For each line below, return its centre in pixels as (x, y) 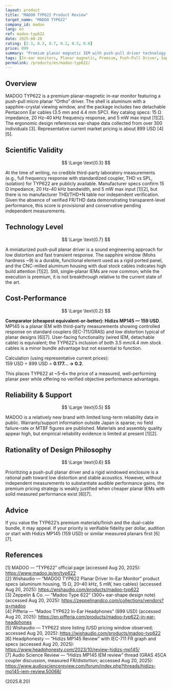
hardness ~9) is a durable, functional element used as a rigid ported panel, (84, 260)
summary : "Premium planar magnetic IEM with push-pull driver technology (86, 53)
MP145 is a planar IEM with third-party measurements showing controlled (83, 326)
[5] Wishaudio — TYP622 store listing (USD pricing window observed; (79, 627)
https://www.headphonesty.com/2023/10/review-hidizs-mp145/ (72, 649)
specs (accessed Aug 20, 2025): (40, 644)
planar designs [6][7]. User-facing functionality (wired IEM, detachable (80, 337)
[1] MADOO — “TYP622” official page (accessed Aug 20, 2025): (73, 567)
